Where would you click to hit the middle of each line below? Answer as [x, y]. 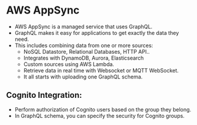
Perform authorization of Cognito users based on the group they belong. [103, 109]
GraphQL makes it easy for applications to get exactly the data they [97, 32]
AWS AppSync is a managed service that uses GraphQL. [83, 27]
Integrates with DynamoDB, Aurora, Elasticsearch [83, 58]
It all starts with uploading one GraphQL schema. [83, 77]
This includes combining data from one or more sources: [84, 45]
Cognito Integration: [44, 95]
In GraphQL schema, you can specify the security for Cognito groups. [100, 116]
